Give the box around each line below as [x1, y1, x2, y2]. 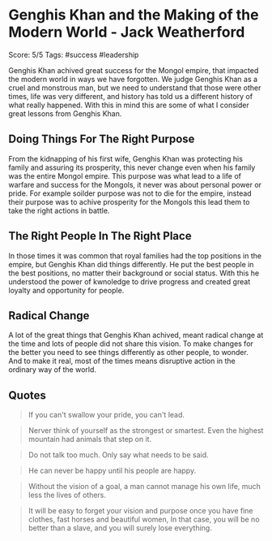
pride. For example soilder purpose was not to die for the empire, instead [8, 188, 253, 198]
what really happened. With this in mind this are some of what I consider [8, 100, 249, 110]
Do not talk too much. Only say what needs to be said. [28, 450, 209, 460]
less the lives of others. [28, 490, 107, 500]
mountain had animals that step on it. [28, 435, 152, 444]
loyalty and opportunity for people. [8, 285, 125, 295]
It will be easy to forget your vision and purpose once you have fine [28, 506, 253, 516]
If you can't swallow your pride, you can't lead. [28, 410, 185, 420]
